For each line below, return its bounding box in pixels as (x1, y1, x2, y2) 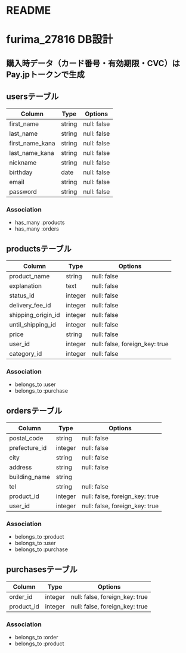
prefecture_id (9, 443, 47, 452)
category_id (9, 349, 42, 357)
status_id (9, 291, 35, 300)
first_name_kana (9, 139, 55, 147)
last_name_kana (9, 148, 55, 157)
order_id (9, 592, 33, 601)
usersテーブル (6, 92, 59, 102)
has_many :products (14, 219, 65, 226)
